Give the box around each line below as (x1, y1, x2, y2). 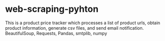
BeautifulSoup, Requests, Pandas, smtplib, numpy (5, 30, 107, 36)
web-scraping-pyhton (5, 3, 98, 15)
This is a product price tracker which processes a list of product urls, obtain (5, 20, 161, 26)
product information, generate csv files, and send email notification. (5, 25, 144, 31)
